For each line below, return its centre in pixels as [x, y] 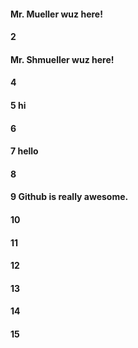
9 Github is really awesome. [69, 197]
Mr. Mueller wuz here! [56, 14]
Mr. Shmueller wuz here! [62, 59]
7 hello [24, 151]
